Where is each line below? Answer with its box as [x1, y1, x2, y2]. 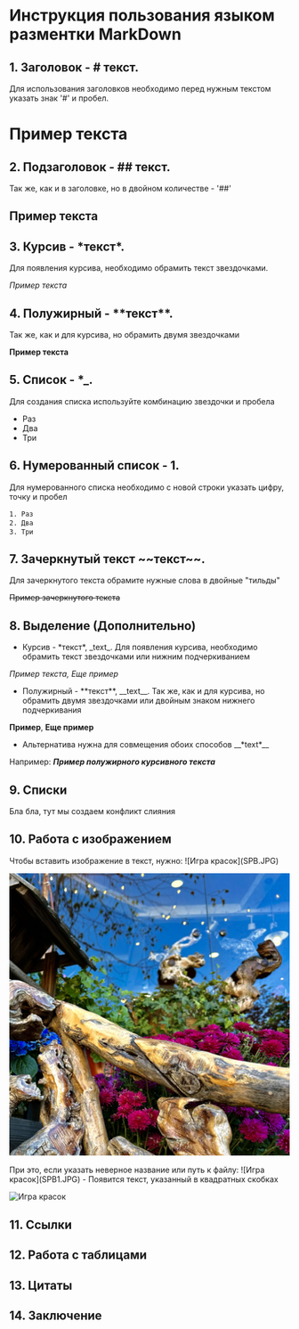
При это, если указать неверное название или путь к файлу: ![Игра [9, 1164, 265, 1176]
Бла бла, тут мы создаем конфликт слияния [9, 806, 176, 817]
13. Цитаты [9, 1277, 73, 1292]
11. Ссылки [9, 1217, 73, 1232]
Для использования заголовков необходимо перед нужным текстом [9, 84, 271, 94]
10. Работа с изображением [9, 832, 172, 847]
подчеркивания [21, 705, 82, 715]
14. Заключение [9, 1308, 102, 1323]
